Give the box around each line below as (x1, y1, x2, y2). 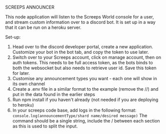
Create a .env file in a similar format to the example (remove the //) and (12, 86, 158, 92)
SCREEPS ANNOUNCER (5, 4, 54, 10)
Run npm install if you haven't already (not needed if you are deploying (12, 97, 158, 103)
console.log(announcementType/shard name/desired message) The (12, 113, 147, 119)
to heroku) (12, 102, 34, 108)
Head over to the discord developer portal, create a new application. (12, 44, 153, 49)
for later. (12, 70, 30, 76)
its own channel (12, 81, 45, 87)
